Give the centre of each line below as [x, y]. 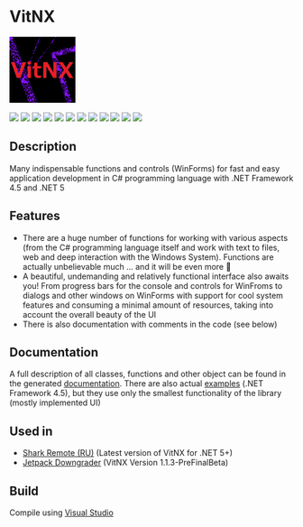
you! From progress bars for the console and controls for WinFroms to [152, 285]
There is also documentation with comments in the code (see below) [150, 324]
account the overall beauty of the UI [89, 314]
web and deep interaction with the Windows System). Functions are [148, 257]
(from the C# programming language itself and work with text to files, [151, 247]
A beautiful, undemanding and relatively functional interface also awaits [156, 276]
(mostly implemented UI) [55, 402]
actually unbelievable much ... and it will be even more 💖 [127, 266]
